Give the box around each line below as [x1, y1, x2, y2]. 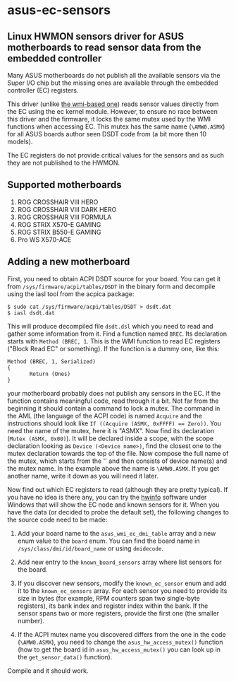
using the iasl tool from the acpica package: [7, 289, 135, 298]
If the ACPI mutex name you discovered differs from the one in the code [17, 630, 227, 638]
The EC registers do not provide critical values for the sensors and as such [7, 151, 224, 159]
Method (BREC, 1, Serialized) [7, 358, 97, 365]
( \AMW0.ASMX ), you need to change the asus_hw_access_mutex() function [17, 637, 223, 646]
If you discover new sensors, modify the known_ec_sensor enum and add [17, 579, 227, 587]
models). [7, 137, 33, 146]
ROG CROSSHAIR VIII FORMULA [17, 213, 112, 221]
